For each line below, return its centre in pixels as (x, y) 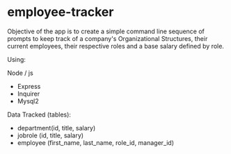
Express (29, 86)
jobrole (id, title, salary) (50, 135)
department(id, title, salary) (56, 128)
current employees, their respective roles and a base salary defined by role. (116, 46)
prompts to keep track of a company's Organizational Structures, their (107, 38)
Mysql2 (28, 101)
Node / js (20, 73)
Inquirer (29, 94)
